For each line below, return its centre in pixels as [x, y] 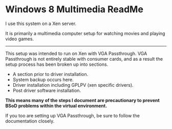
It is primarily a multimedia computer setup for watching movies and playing [85, 33]
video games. [20, 39]
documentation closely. [30, 121]
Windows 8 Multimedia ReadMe [74, 9]
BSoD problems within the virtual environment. [56, 106]
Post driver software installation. [47, 90]
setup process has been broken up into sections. [57, 64]
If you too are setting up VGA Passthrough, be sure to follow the [72, 115]
